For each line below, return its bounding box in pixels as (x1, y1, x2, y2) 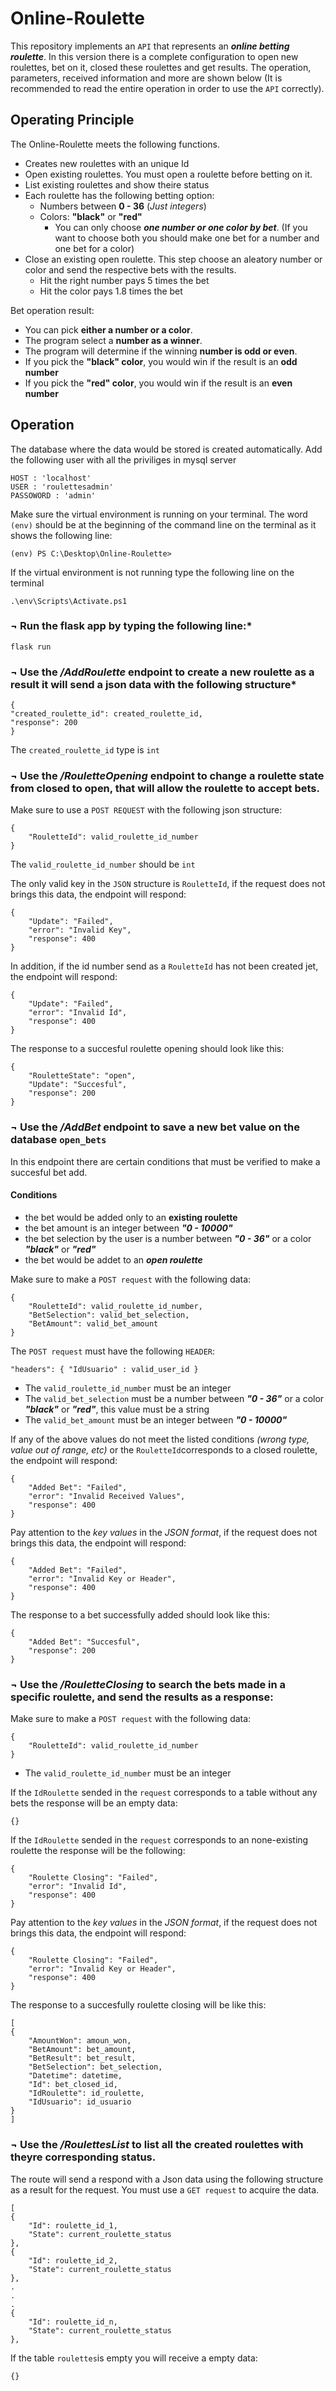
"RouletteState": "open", (28, 1071, 137, 1081)
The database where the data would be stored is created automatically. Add (10, 443, 323, 455)
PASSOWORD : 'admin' (10, 490, 97, 501)
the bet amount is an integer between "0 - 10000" (24, 1222, 233, 1234)
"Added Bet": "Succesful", (28, 1637, 141, 1647)
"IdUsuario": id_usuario (28, 2097, 132, 2107)
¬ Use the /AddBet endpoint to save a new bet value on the (10, 1120, 300, 1134)
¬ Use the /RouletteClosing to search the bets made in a (10, 1677, 287, 1691)
